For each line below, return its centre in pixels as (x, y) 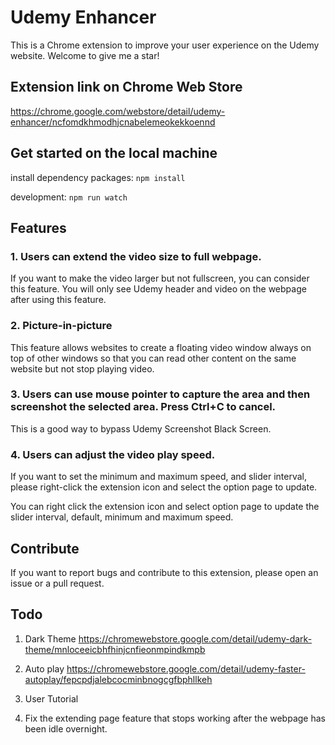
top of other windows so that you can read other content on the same (153, 358)
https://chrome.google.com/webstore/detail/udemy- (118, 111)
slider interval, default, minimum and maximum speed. (122, 517)
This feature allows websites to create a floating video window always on (161, 347)
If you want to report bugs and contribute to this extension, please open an (164, 572)
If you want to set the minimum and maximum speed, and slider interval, (159, 477)
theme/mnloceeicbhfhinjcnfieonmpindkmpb (115, 649)
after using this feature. (58, 300)
